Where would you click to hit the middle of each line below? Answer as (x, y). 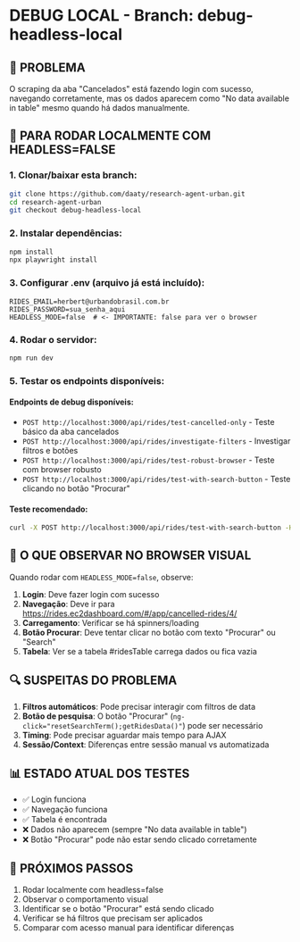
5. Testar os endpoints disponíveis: (87, 380)
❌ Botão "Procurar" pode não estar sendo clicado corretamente (139, 839)
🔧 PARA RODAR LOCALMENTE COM (110, 136)
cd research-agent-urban (55, 202)
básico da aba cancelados (71, 431)
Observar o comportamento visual (85, 899)
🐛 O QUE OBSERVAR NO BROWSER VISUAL (130, 556)
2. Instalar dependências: (66, 233)
